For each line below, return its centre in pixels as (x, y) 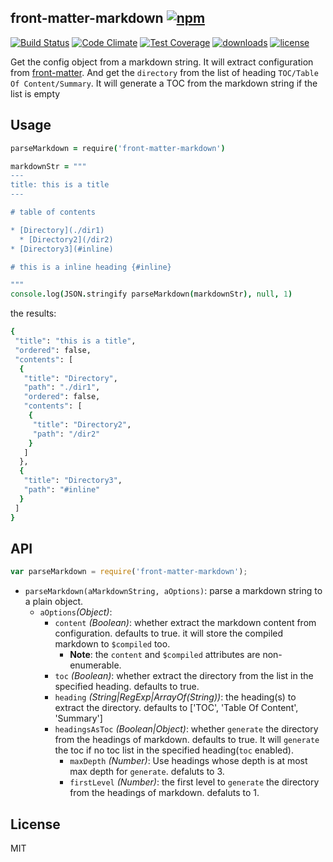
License (35, 824)
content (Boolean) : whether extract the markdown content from (185, 623)
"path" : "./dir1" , (62, 387)
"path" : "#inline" (62, 490)
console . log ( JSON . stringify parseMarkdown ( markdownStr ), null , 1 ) (151, 294)
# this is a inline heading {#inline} (91, 267)
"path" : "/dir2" (66, 434)
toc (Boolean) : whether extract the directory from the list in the (184, 676)
